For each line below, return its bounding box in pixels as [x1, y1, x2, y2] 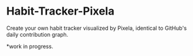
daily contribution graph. [6, 30, 69, 38]
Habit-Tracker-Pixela [6, 4, 115, 18]
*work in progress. [6, 43, 53, 50]
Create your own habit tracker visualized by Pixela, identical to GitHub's [6, 24, 187, 32]
